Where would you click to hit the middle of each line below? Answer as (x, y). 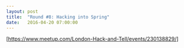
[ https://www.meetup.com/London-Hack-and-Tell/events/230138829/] (92, 39)
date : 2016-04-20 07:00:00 (42, 22)
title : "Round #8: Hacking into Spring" (58, 17)
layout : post (22, 11)
